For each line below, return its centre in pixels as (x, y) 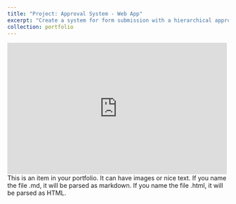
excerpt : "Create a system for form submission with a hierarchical (110, 20)
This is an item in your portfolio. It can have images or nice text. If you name (117, 178)
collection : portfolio (40, 27)
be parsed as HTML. (37, 193)
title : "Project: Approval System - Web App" (75, 14)
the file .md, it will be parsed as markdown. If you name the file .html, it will (115, 186)
